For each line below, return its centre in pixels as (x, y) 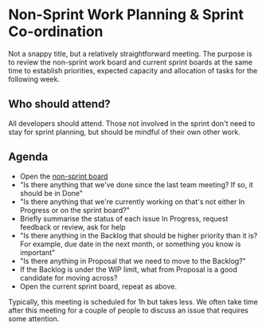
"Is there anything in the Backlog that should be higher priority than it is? (139, 235)
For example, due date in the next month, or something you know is (130, 244)
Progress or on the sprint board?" (74, 210)
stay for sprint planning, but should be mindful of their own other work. (124, 132)
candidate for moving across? (68, 277)
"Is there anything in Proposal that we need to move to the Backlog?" (133, 261)
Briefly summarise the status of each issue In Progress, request (124, 218)
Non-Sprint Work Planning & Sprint (126, 15)
